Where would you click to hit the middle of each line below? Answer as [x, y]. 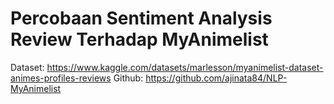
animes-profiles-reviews [61, 78]
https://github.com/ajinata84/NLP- [216, 78]
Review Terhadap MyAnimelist [139, 39]
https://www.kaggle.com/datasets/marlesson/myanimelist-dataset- [185, 67]
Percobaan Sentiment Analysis [141, 18]
